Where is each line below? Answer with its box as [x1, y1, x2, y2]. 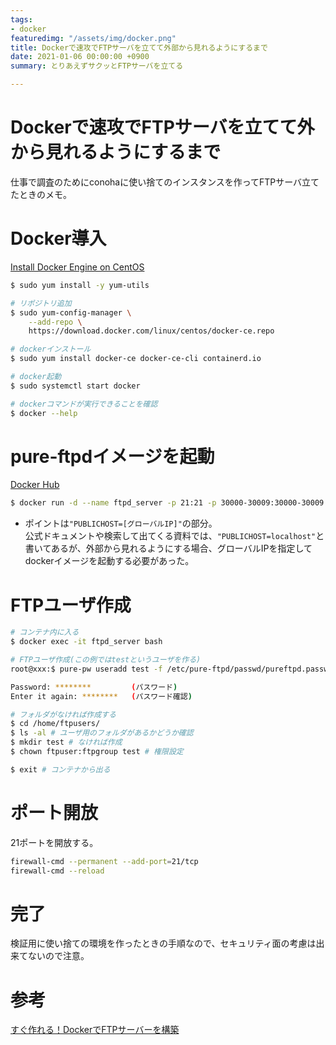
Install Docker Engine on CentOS [10, 261, 145, 273]
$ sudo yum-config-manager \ [10, 307, 132, 318]
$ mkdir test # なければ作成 [10, 737, 123, 748]
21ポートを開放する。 [10, 836, 99, 848]
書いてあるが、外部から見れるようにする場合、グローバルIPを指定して [24, 542, 313, 555]
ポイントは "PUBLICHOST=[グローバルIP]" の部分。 [24, 517, 218, 530]
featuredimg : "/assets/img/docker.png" [10, 33, 177, 43]
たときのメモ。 [10, 188, 72, 200]
